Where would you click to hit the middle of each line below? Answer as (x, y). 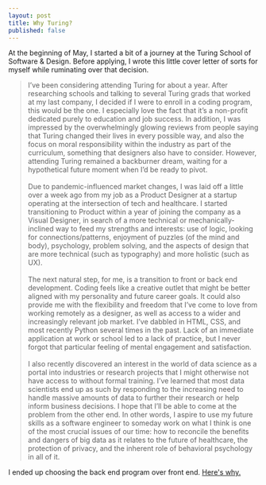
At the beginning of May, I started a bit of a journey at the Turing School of (130, 53)
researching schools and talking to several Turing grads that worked (139, 94)
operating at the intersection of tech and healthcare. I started (127, 204)
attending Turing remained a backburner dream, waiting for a (127, 161)
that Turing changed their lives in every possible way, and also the (136, 136)
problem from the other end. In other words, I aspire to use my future (140, 415)
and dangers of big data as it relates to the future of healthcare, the (138, 440)
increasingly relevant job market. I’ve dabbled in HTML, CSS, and (134, 322)
